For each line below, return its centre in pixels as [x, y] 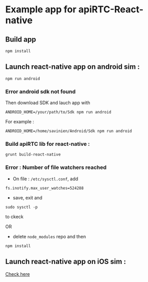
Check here [17, 274]
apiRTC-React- [111, 10]
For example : [20, 122]
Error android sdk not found [41, 91]
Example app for [41, 10]
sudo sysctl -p [22, 207]
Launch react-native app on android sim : [72, 67]
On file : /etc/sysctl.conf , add [45, 179]
